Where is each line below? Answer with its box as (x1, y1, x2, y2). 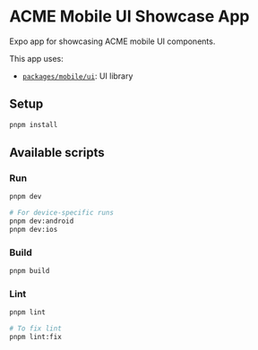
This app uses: (9, 53, 64, 64)
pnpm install (9, 120, 58, 129)
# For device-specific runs (9, 209, 115, 218)
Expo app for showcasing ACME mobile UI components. (9, 36, 216, 47)
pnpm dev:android (9, 217, 74, 226)
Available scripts (9, 145, 105, 160)
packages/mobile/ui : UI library (21, 70, 133, 81)
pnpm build (9, 267, 50, 276)
